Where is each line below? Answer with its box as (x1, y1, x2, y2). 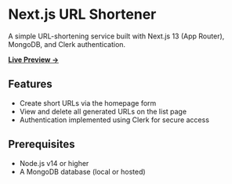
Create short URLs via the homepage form (19, 98, 157, 107)
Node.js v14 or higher (19, 158, 89, 168)
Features (8, 78, 53, 91)
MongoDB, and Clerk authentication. (8, 39, 126, 49)
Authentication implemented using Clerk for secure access (19, 115, 210, 124)
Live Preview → (8, 55, 59, 64)
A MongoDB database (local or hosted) (19, 167, 147, 176)
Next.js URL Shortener (8, 5, 157, 23)
